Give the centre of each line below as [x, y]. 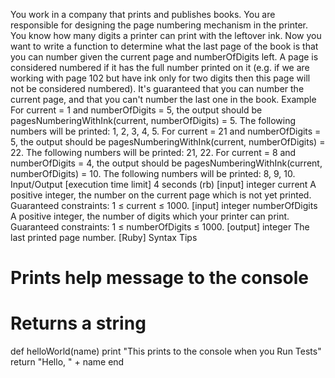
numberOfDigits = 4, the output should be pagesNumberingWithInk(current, [166, 163]
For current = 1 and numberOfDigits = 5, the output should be [136, 110]
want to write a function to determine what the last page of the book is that [164, 46]
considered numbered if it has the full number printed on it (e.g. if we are [160, 67]
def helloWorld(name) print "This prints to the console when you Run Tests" [166, 351]
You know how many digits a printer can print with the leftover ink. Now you [166, 35]
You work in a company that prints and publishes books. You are [143, 14]
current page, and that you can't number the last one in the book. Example [163, 99]
